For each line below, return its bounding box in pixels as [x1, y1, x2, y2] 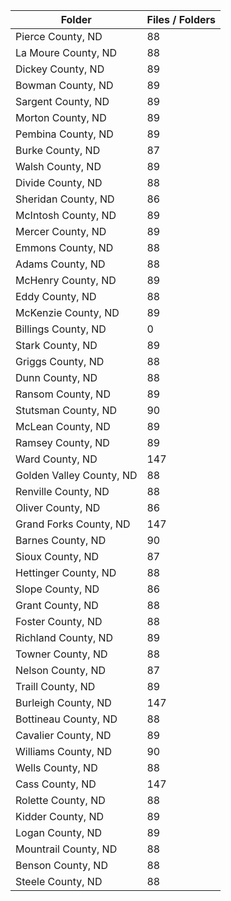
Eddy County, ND [15, 290, 97, 303]
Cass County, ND [15, 777, 97, 791]
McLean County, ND [15, 420, 111, 433]
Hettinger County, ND [15, 566, 117, 579]
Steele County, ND [15, 875, 103, 888]
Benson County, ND [15, 859, 108, 872]
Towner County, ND [15, 647, 108, 661]
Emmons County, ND [15, 241, 114, 254]
